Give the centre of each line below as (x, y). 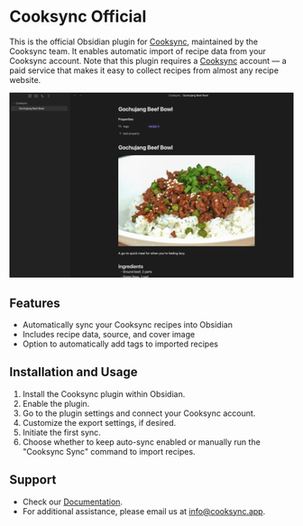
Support (33, 480)
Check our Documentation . (73, 502)
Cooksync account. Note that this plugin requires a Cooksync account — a (148, 60)
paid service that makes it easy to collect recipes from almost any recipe (144, 70)
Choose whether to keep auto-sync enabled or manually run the (142, 442)
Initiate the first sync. (61, 432)
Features (35, 303)
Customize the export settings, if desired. (99, 422)
